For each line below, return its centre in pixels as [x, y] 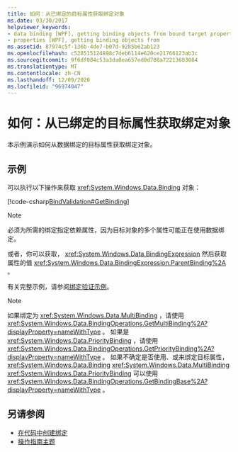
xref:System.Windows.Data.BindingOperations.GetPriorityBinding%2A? [111, 349]
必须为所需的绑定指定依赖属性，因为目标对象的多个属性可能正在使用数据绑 [116, 230]
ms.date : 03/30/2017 [38, 21]
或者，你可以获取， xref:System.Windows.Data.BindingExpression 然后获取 [117, 254]
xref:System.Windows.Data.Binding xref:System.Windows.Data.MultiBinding [119, 365]
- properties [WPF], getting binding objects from [84, 40]
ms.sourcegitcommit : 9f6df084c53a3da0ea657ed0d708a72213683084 [103, 60]
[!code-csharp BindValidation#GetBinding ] [68, 202]
